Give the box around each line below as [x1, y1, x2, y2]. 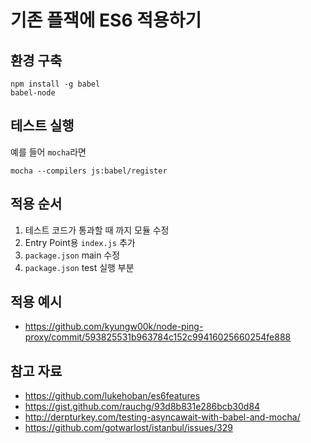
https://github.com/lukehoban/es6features [24, 390, 201, 402]
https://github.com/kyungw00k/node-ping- [24, 321, 204, 333]
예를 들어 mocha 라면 [10, 146, 87, 158]
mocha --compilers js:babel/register [10, 166, 168, 176]
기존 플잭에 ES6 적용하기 [10, 9, 202, 32]
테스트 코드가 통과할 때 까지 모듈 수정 [24, 224, 170, 236]
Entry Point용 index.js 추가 [24, 236, 136, 248]
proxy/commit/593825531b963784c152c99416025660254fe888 [24, 331, 292, 343]
